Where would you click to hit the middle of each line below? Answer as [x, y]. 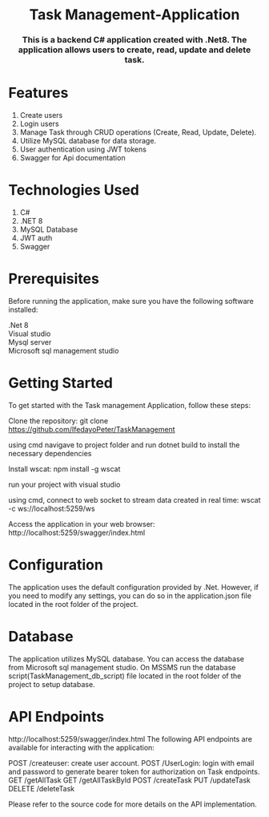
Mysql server [30, 342]
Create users [41, 115]
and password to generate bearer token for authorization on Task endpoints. [134, 771]
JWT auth [36, 237]
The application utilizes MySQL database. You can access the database [126, 658]
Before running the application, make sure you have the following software [131, 301]
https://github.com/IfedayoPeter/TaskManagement [92, 429]
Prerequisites [54, 279]
